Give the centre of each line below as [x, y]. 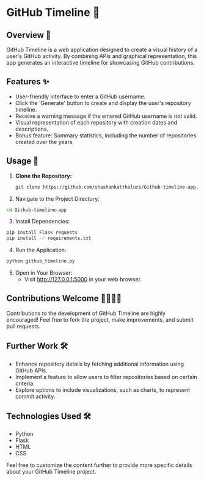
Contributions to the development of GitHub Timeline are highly [86, 313]
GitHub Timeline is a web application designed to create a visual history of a [102, 49]
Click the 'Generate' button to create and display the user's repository [103, 103]
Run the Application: [41, 250]
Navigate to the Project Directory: [57, 198]
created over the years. [45, 142]
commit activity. [35, 396]
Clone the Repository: [43, 176]
